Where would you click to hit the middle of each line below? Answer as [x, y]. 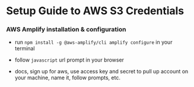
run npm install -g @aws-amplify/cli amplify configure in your [93, 42]
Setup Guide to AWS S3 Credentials [95, 11]
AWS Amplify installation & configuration [66, 30]
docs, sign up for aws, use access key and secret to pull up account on [101, 72]
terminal [25, 49]
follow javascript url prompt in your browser [69, 60]
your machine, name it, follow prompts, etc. [67, 78]
